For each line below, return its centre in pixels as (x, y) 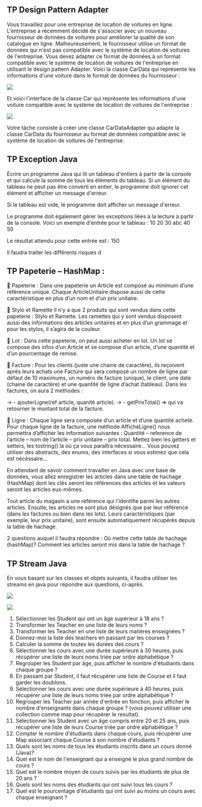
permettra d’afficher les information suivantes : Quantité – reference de (94, 433)
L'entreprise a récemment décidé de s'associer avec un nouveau (87, 31)
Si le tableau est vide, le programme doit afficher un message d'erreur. (94, 204)
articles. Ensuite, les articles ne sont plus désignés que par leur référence (97, 508)
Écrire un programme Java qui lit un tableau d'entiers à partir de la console (99, 174)
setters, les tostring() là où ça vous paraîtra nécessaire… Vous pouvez (93, 446)
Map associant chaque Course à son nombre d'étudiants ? (88, 740)
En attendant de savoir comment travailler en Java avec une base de (91, 470)
